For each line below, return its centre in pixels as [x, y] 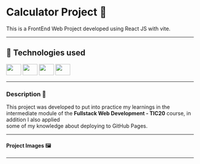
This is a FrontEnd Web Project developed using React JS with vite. [88, 29]
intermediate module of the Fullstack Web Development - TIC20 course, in [99, 113]
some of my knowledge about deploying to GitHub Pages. [77, 126]
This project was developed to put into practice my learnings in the [88, 107]
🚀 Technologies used [46, 53]
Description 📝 [26, 94]
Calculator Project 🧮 [57, 12]
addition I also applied [33, 120]
